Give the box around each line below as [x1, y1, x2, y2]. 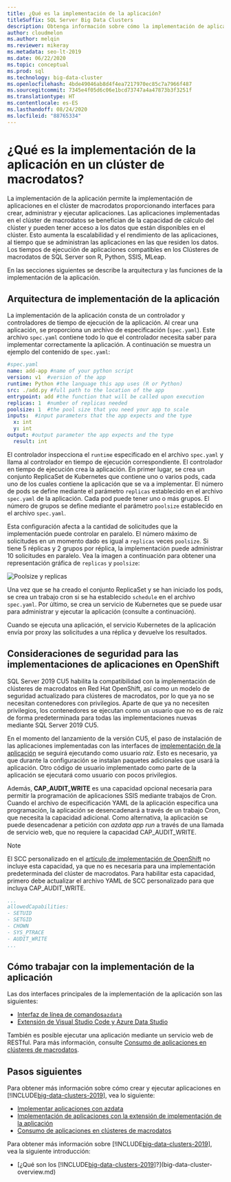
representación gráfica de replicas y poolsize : [7, 559, 140, 567]
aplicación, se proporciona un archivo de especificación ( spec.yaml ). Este [7, 326, 215, 334]
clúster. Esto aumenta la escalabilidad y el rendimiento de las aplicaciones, [7, 230, 219, 239]
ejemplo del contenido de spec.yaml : [7, 348, 111, 356]
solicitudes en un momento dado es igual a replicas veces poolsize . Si [7, 537, 209, 545]
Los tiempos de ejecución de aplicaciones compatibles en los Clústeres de [7, 245, 219, 253]
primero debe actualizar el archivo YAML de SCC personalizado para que [7, 877, 214, 885]
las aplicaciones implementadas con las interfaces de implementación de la [7, 741, 221, 750]
